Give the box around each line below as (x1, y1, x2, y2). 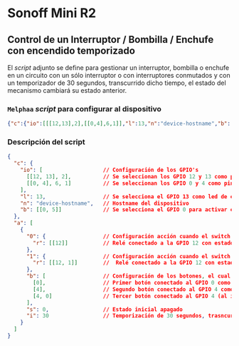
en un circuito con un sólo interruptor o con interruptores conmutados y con (7, 71, 230, 79)
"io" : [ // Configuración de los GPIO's (20, 166, 199, 174)
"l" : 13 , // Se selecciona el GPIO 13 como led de (20, 193, 228, 200)
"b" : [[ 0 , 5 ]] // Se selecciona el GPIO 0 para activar (20, 206, 228, 213)
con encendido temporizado (7, 44, 135, 56)
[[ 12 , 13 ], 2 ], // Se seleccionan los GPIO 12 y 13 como (26, 173, 228, 180)
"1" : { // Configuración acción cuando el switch (26, 253, 231, 260)
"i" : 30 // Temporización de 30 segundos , (26, 312, 206, 320)
